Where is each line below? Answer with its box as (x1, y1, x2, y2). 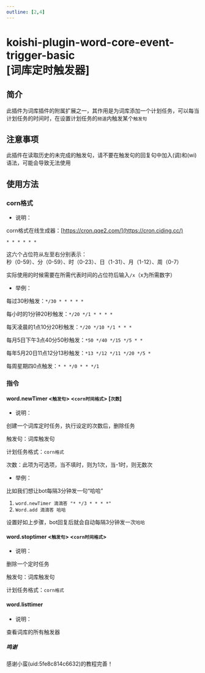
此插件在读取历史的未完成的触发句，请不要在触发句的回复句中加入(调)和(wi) (6, 151, 197, 159)
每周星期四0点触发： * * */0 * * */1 (6, 363, 100, 370)
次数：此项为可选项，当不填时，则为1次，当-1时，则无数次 (6, 461, 153, 468)
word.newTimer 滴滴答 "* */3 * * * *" (15, 500, 112, 507)
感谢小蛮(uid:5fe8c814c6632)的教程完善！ (6, 660, 113, 667)
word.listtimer (6, 601, 43, 608)
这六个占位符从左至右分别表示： (6, 250, 87, 258)
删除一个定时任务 (6, 560, 50, 568)
